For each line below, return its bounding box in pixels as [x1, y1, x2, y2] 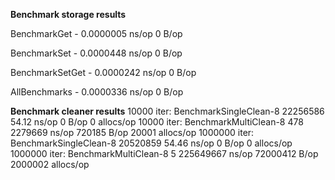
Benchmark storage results [10, 9, 127, 20]
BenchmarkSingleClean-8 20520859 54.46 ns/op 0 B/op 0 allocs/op [10, 137, 293, 149]
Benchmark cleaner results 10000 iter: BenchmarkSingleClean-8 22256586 [10, 105, 325, 117]
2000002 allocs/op [10, 159, 90, 170]
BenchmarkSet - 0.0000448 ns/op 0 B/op [10, 47, 183, 59]
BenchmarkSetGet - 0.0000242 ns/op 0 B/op [10, 67, 197, 78]
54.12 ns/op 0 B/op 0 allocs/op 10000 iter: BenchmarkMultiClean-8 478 [10, 116, 304, 128]
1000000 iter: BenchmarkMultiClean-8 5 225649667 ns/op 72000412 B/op [10, 148, 319, 159]
